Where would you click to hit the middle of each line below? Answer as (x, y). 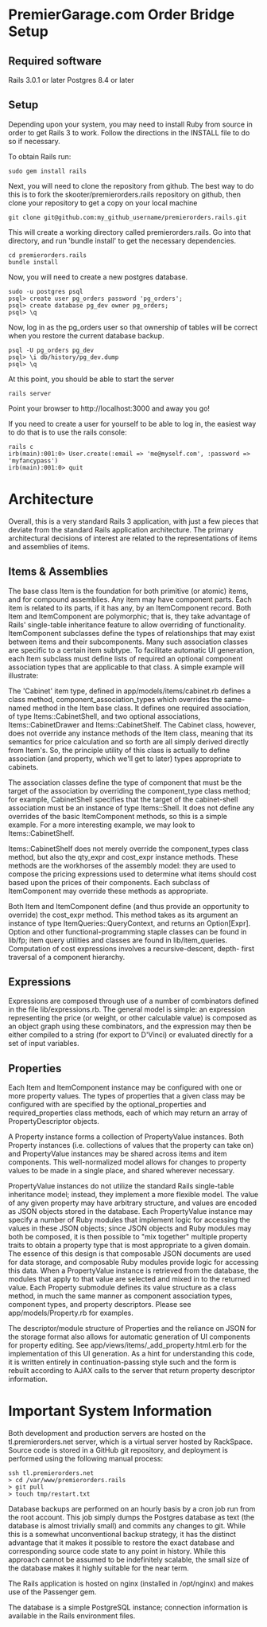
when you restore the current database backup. (86, 335)
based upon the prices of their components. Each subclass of (109, 882)
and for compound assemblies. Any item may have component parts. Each (130, 599)
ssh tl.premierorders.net (51, 1473)
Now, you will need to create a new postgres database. (98, 277)
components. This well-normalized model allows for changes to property (127, 1162)
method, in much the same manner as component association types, (120, 1296)
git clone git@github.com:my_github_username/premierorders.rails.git (128, 217)
